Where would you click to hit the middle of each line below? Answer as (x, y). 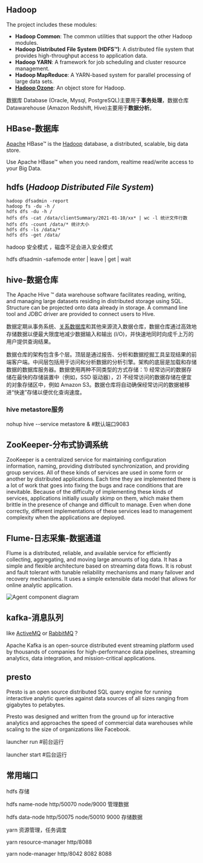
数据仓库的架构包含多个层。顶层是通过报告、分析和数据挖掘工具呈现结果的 (99, 355)
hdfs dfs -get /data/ (34, 235)
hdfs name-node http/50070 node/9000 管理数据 (68, 804)
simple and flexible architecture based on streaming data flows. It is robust (99, 566)
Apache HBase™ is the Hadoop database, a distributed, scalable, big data (97, 143)
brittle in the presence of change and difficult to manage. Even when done (99, 505)
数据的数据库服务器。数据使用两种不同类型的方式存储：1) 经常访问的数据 (96, 370)
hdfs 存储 (18, 791)
